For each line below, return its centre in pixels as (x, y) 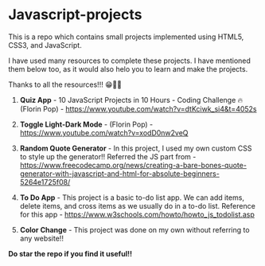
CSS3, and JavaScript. (45, 45)
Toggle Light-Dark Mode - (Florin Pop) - (86, 124)
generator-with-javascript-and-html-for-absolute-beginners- (120, 174)
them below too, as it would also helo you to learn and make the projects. (128, 68)
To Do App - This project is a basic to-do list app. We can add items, (132, 198)
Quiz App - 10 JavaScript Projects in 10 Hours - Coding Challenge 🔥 (131, 100)
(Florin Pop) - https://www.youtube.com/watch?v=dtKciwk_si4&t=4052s (138, 108)
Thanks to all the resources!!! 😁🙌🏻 (65, 84)
